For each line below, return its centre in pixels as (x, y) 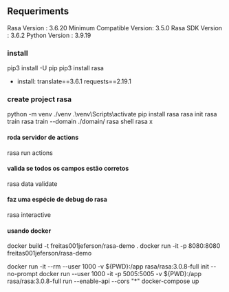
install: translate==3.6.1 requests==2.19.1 (74, 81)
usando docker (29, 231)
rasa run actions (30, 153)
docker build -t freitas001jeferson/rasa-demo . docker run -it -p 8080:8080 (114, 246)
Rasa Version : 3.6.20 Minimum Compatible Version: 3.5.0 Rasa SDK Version (115, 28)
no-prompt (22, 274)
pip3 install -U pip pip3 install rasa (56, 68)
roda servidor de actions (43, 137)
